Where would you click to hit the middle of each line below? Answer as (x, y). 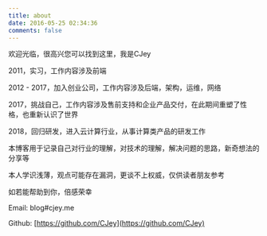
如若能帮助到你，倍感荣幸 (50, 192)
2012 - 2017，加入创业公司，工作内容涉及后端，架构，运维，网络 (115, 87)
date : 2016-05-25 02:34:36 (53, 23)
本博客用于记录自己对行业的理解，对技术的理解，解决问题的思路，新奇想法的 (134, 149)
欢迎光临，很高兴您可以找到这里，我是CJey (80, 54)
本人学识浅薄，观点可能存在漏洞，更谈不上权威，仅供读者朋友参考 (116, 175)
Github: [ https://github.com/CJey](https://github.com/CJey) (106, 223)
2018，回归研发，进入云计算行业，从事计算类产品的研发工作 (107, 131)
